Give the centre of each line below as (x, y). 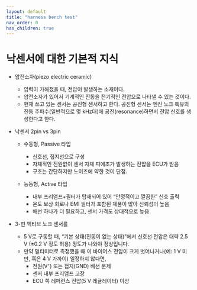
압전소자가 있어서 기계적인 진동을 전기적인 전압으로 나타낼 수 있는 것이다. (107, 97)
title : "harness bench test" (42, 17)
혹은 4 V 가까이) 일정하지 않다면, (69, 259)
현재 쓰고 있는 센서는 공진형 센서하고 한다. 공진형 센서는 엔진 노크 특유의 (106, 104)
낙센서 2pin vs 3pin (38, 131)
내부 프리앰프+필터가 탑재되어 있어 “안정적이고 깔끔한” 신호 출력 (106, 196)
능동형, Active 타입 (46, 184)
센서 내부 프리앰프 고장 (59, 273)
